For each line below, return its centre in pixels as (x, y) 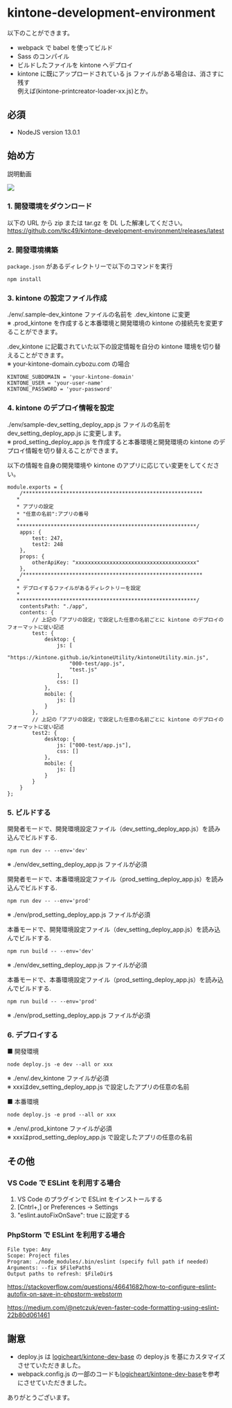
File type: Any (29, 1250)
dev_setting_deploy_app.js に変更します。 (66, 433)
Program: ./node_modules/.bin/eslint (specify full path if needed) (108, 1262)
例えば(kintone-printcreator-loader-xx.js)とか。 (84, 91)
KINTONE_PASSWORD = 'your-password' (60, 389)
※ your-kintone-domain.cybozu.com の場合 (69, 364)
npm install (24, 280)
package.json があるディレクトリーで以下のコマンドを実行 (90, 266)
